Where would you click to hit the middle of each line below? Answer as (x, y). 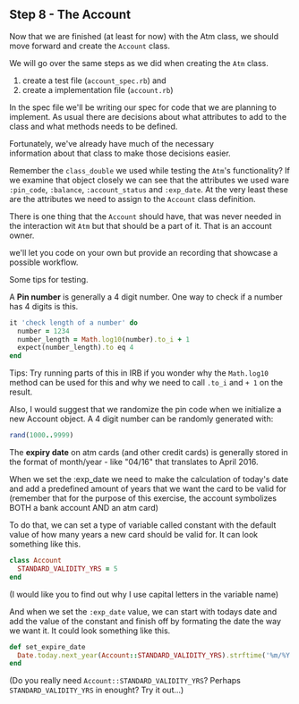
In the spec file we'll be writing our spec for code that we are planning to (143, 107)
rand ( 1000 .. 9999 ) (42, 436)
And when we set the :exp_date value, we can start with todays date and (143, 611)
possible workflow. (44, 262)
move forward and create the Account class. (90, 46)
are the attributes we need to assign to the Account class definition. (132, 199)
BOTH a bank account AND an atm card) (84, 508)
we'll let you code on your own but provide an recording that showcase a (144, 252)
